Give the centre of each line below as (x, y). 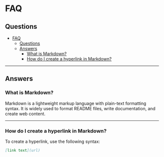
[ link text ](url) (23, 150)
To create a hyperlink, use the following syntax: (52, 141)
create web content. (25, 114)
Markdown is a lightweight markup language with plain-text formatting (76, 103)
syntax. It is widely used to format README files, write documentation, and (80, 108)
